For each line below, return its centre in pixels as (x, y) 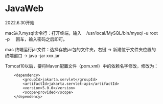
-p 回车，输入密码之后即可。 (36, 39)
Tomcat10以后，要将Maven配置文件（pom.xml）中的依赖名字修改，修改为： (82, 66)
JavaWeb (24, 9)
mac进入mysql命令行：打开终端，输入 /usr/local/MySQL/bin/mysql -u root (81, 33)
